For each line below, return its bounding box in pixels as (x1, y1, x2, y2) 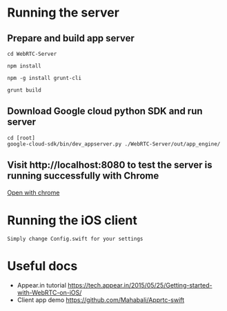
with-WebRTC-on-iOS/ (17, 288, 82, 297)
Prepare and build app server (7, 32, 135, 44)
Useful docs (7, 258, 78, 274)
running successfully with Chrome (7, 170, 159, 182)
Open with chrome (7, 188, 60, 197)
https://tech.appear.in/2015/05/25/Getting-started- (68, 281, 213, 289)
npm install (7, 63, 41, 70)
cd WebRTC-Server (7, 50, 57, 57)
